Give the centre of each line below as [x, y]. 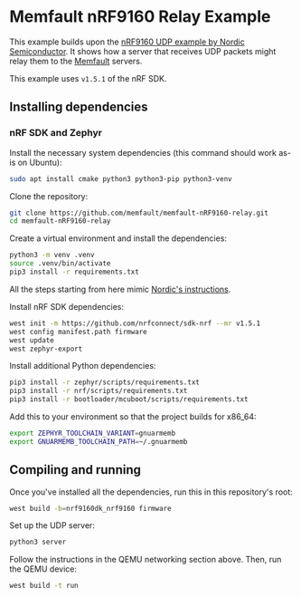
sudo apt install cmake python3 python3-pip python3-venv [121, 178]
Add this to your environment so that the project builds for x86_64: [133, 417]
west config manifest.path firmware [78, 332]
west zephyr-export [46, 349]
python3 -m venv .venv [52, 255]
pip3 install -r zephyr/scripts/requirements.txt [105, 382]
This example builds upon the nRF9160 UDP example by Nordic [127, 42]
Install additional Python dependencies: [83, 366]
